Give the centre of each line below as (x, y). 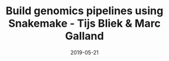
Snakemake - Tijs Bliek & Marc (84, 23)
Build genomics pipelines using (84, 11)
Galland (84, 36)
